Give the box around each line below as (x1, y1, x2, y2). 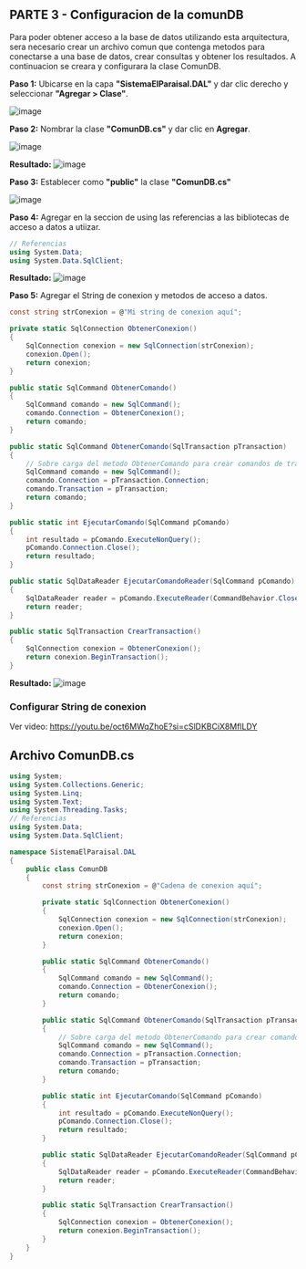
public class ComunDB (25, 864, 107, 874)
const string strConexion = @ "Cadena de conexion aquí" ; (42, 881, 262, 890)
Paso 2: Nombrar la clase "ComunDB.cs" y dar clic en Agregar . (9, 123, 250, 134)
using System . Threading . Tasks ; (9, 806, 128, 815)
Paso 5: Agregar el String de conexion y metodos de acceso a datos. (9, 290, 268, 301)
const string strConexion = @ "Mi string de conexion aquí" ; (9, 307, 243, 317)
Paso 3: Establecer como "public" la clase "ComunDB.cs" (9, 176, 232, 187)
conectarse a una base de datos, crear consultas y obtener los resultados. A (9, 50, 296, 62)
